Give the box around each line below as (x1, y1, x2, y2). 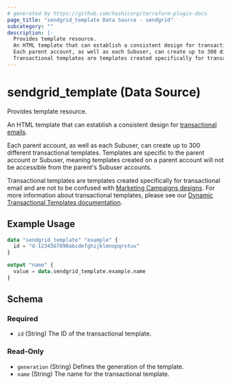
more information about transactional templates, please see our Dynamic (7, 190, 214, 199)
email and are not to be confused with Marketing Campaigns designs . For (7, 184, 215, 192)
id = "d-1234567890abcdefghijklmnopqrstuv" (13, 243, 140, 250)
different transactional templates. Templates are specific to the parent (7, 148, 205, 157)
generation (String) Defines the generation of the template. (16, 362, 184, 371)
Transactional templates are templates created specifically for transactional (7, 176, 221, 184)
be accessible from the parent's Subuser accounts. (7, 163, 153, 171)
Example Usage (7, 218, 76, 230)
